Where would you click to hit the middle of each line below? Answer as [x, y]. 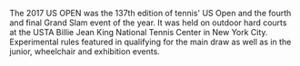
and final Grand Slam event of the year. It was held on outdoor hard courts [148, 23]
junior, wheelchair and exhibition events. [85, 52]
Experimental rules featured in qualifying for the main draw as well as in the [150, 42]
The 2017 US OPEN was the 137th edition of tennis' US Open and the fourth [150, 13]
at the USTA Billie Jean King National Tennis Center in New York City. [139, 32]
